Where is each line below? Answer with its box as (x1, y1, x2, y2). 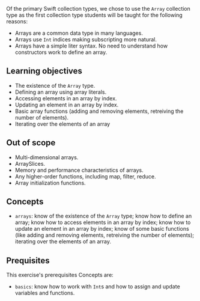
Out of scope (6, 138, 56, 148)
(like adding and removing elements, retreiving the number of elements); (14, 231, 195, 239)
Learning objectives (6, 66, 83, 76)
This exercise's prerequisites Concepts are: (6, 272, 114, 279)
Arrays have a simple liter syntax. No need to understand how (14, 42, 168, 49)
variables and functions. (14, 290, 75, 297)
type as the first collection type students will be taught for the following (6, 11, 183, 19)
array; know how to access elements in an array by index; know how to (14, 219, 191, 226)
